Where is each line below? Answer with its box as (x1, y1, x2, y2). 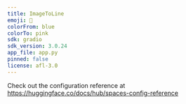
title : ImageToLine (7, 10, 65, 17)
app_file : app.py (7, 50, 58, 57)
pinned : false (7, 56, 49, 63)
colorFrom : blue (7, 23, 55, 30)
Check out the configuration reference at (7, 81, 126, 89)
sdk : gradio (7, 36, 42, 43)
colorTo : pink (7, 29, 49, 37)
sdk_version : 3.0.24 (7, 43, 68, 50)
